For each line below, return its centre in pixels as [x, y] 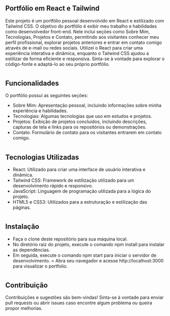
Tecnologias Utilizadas [42, 157]
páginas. [22, 208]
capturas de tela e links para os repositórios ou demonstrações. [79, 127]
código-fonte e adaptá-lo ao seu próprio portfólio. [58, 64]
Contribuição [27, 285]
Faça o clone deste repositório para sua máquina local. [70, 239]
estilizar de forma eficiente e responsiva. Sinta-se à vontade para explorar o [85, 59]
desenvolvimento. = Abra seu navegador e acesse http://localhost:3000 [88, 260]
